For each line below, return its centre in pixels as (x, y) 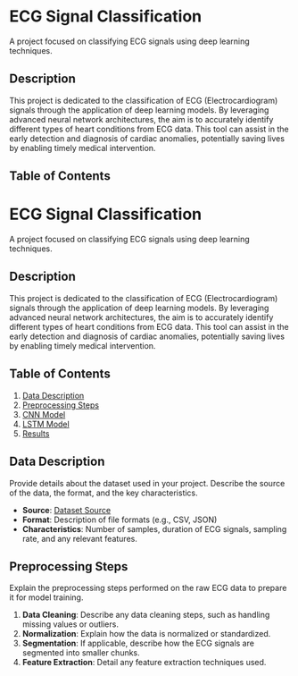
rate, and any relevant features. (80, 538)
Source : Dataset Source (66, 510)
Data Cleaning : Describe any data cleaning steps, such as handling (146, 615)
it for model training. (46, 597)
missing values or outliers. (70, 624)
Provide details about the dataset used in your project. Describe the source (147, 483)
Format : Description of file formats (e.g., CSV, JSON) (120, 520)
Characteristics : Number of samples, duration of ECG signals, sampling (154, 528)
